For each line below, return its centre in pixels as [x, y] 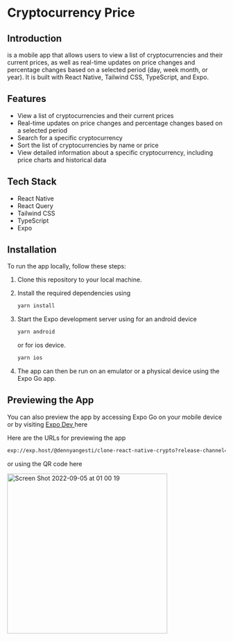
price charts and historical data [62, 160]
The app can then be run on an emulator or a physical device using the [118, 371]
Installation [32, 250]
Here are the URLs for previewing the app [67, 438]
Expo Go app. [37, 379]
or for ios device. [41, 345]
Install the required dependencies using [74, 293]
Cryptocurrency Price [71, 13]
